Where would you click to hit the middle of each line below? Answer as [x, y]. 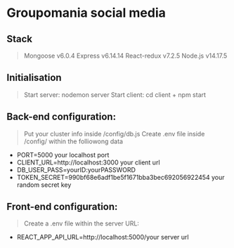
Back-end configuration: [61, 117]
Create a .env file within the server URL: [82, 223]
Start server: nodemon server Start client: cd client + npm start [115, 94]
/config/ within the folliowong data [73, 141]
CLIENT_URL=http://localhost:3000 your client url [88, 162]
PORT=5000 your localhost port [63, 155]
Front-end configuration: [62, 207]
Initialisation [34, 78]
